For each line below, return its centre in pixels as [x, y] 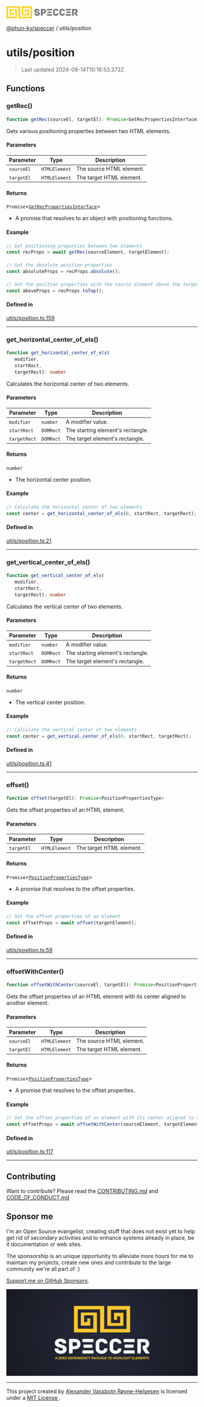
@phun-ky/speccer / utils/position [49, 28]
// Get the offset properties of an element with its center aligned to [100, 1118]
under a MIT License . [33, 1398]
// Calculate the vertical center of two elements [72, 730]
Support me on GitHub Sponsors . [48, 1281]
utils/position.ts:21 [29, 541]
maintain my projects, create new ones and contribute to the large [89, 1262]
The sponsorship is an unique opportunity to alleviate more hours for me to [100, 1256]
